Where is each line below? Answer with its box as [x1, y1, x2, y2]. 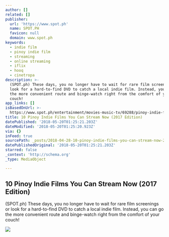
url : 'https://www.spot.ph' [10, 21, 69, 27]
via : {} [5, 129, 22, 134]
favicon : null [10, 31, 39, 36]
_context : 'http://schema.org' [5, 152, 71, 157]
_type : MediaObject [5, 157, 46, 162]
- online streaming [10, 59, 51, 64]
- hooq [10, 68, 24, 73]
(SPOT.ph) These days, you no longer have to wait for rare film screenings [5, 201, 159, 207]
